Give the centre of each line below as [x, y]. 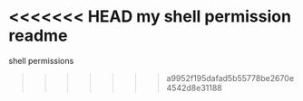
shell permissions [41, 60]
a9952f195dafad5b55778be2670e [230, 78]
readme [38, 36]
